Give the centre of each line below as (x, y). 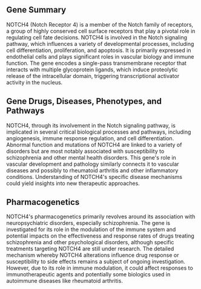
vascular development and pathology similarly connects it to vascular (93, 164)
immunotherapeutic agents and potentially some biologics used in (88, 274)
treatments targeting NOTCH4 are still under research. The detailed (90, 249)
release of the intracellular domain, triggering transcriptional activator (93, 76)
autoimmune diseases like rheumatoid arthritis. (64, 281)
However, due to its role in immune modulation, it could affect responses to (100, 268)
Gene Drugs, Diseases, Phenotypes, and (84, 101)
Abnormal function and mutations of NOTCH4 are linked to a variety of (94, 144)
